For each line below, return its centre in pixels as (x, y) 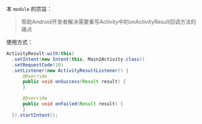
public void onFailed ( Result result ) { (72, 104)
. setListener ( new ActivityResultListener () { (70, 70)
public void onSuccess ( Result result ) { (74, 82)
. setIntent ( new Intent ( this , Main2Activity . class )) (79, 59)
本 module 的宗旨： (29, 9)
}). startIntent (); (35, 115)
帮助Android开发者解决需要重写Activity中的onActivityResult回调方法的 (109, 22)
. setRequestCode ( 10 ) (38, 65)
